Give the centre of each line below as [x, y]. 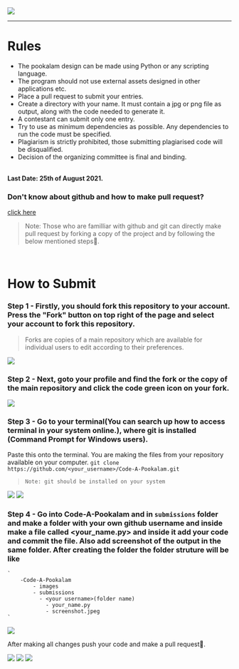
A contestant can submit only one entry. [76, 119]
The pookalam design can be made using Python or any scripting [113, 66]
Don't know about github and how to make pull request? [106, 197]
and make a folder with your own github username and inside [115, 524]
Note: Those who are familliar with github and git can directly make [123, 226]
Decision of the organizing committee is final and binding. [102, 157]
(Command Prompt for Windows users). [78, 439]
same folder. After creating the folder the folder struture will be [118, 550]
